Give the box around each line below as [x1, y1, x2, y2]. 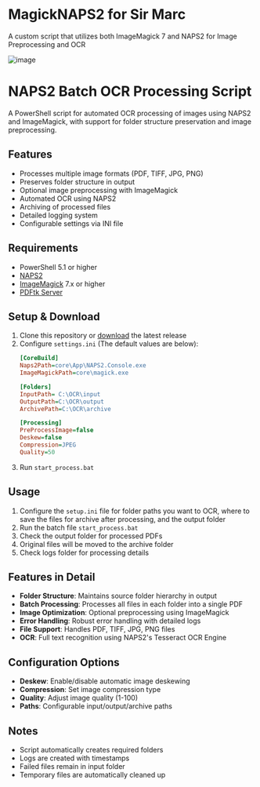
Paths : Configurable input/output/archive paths [19, 701, 172, 711]
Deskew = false [19, 434, 63, 442]
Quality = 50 [19, 448, 56, 456]
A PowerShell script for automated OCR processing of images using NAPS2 [8, 108, 251, 118]
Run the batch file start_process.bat [19, 523, 139, 532]
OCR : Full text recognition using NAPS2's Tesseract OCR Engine [19, 633, 227, 643]
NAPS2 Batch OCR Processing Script [8, 82, 252, 100]
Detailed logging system [19, 210, 98, 220]
